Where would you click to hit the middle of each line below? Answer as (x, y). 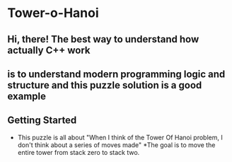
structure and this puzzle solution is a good (105, 85)
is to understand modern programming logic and (116, 74)
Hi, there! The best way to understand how (103, 39)
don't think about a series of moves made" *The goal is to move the (116, 145)
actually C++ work (49, 50)
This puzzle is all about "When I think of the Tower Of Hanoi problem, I (120, 137)
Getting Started (42, 121)
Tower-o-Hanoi (53, 13)
